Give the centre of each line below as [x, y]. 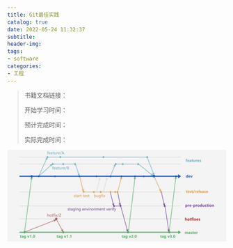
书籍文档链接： [46, 95]
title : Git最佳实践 [33, 15]
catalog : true [28, 22]
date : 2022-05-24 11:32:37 [46, 29]
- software [23, 59]
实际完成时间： [46, 139]
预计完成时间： [46, 125]
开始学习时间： [46, 110]
